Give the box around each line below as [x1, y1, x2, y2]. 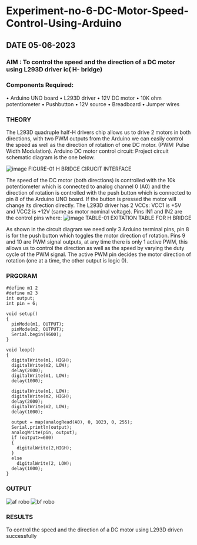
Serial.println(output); [11, 425, 72, 431]
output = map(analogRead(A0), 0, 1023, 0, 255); [11, 419, 133, 425]
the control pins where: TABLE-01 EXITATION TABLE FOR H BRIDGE [6, 214, 192, 222]
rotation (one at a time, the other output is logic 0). [6, 257, 128, 264]
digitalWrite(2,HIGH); [16, 445, 72, 451]
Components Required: [6, 81, 74, 89]
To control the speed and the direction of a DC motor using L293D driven [6, 526, 183, 533]
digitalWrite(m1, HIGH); [11, 357, 72, 363]
